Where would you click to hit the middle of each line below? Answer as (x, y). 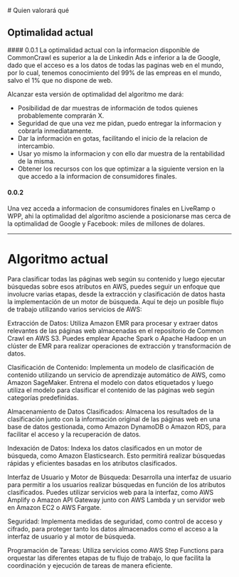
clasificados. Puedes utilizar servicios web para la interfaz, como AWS (111, 492)
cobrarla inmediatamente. (55, 131)
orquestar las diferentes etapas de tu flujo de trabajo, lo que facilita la (109, 558)
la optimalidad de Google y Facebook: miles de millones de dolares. (106, 224)
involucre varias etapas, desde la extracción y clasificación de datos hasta (116, 294)
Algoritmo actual (58, 259)
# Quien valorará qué (38, 10)
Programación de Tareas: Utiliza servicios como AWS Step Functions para (116, 550)
